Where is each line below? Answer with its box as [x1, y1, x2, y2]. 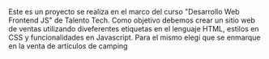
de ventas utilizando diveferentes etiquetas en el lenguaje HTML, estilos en [8, 24, 259, 33]
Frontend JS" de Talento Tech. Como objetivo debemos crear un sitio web [8, 15, 255, 25]
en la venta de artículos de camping [8, 41, 128, 51]
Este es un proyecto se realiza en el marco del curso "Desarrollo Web [8, 7, 241, 16]
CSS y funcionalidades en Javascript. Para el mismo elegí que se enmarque [8, 32, 261, 42]
